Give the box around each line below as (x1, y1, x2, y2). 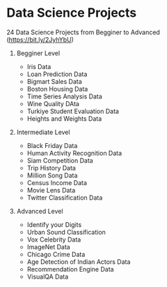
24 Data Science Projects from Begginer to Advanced (6, 28, 161, 36)
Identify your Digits (26, 220, 82, 228)
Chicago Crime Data (26, 250, 86, 258)
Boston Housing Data (26, 84, 88, 93)
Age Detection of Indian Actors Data (26, 257, 131, 266)
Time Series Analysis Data (26, 92, 102, 101)
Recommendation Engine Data (26, 265, 114, 273)
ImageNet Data (26, 242, 70, 251)
